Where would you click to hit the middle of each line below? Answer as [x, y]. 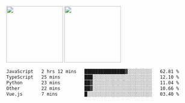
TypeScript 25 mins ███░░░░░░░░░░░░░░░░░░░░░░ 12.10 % [93, 77]
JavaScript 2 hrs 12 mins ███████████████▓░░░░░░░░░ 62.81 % [93, 72]
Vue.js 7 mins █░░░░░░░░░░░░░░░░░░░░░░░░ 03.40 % [93, 94]
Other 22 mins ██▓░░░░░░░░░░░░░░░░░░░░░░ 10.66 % [93, 88]
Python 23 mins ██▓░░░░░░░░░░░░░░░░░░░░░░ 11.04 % [93, 83]
